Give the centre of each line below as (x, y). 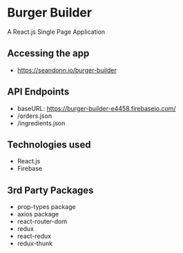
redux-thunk (35, 243)
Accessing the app (48, 53)
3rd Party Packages (50, 190)
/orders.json (35, 116)
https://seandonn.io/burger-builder (67, 70)
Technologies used (49, 144)
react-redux (34, 236)
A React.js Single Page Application (56, 32)
